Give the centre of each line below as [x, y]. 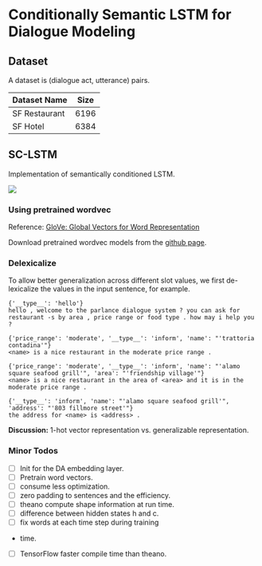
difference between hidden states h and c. [89, 513]
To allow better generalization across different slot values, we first [117, 280]
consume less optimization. [65, 486]
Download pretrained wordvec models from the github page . [108, 243]
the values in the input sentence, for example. [115, 289]
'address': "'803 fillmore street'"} [71, 409]
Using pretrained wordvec [60, 209]
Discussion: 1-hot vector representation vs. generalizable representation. [129, 430]
